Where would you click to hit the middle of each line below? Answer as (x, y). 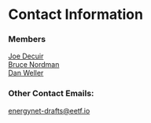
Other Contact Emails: (51, 94)
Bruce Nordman (34, 65)
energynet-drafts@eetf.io (49, 110)
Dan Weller (26, 73)
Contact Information (76, 15)
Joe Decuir (26, 56)
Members (27, 39)
